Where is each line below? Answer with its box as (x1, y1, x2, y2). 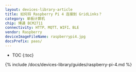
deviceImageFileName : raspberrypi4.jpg (5, 35, 86, 39)
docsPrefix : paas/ (5, 39, 42, 44)
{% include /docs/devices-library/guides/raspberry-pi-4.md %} (5, 61, 132, 67)
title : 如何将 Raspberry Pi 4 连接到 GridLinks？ (5, 12, 102, 17)
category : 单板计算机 (5, 16, 45, 21)
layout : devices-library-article (5, 7, 73, 12)
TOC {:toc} (12, 52, 34, 58)
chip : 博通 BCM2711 (5, 20, 43, 26)
